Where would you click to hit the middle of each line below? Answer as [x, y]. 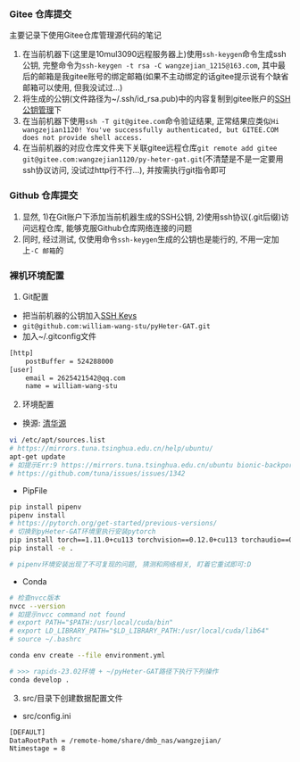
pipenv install [37, 515]
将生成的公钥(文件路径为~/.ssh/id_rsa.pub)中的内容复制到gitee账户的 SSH [156, 99]
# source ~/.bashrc [46, 640]
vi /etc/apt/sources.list [57, 440]
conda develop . [39, 680]
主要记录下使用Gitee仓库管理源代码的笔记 [86, 35]
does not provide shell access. [82, 138]
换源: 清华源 [44, 423]
